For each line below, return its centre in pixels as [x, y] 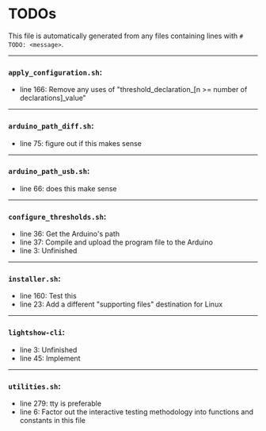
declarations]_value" [53, 98]
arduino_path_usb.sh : [49, 171]
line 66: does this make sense [68, 188]
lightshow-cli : [37, 333]
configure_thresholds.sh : [57, 217]
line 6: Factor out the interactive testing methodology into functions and [137, 412]
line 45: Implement [50, 358]
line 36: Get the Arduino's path [70, 234]
